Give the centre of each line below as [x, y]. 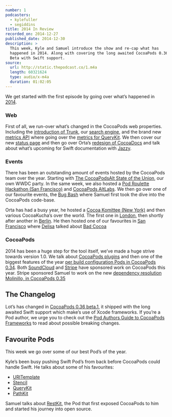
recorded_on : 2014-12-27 [32, 34]
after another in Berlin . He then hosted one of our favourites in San [76, 221]
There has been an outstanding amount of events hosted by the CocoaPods [85, 173]
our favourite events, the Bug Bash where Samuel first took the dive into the [85, 195]
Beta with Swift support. [38, 58]
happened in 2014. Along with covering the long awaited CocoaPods [83, 53]
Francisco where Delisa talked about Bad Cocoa [56, 226]
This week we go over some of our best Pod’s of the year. [66, 352]
